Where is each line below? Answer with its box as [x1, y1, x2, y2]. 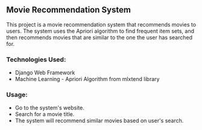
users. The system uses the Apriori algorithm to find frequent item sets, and [6, 27, 195, 34]
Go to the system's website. [14, 104, 84, 111]
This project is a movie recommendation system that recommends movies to [6, 21, 197, 28]
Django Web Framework [14, 69, 75, 76]
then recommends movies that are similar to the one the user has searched [6, 33, 193, 41]
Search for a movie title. [14, 111, 75, 118]
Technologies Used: [6, 55, 66, 63]
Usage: [6, 91, 28, 99]
